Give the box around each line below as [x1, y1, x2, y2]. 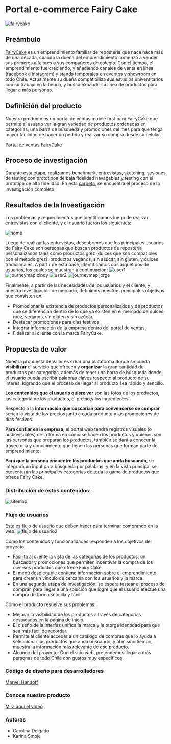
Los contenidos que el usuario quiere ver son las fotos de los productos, [5, 390, 160, 396]
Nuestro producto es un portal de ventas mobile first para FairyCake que [5, 115, 158, 121]
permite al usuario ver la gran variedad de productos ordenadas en [5, 121, 146, 127]
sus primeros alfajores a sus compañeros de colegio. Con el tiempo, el [5, 60, 154, 66]
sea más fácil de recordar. [12, 627, 68, 634]
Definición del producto [5, 102, 82, 110]
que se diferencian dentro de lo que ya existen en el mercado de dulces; [12, 308, 165, 315]
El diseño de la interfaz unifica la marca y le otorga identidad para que [12, 622, 160, 628]
